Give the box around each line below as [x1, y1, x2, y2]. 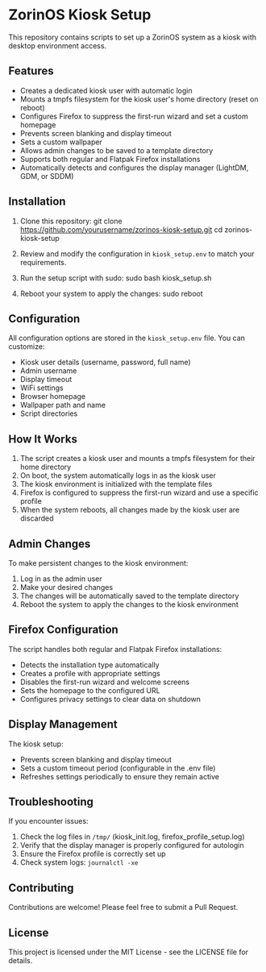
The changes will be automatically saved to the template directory [19, 591, 239, 600]
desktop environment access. [8, 40, 107, 50]
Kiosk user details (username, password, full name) [19, 357, 191, 368]
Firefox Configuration [8, 623, 118, 637]
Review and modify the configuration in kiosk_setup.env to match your [19, 248, 256, 259]
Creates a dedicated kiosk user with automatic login [19, 85, 193, 95]
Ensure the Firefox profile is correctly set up [19, 849, 167, 859]
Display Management [8, 717, 118, 731]
